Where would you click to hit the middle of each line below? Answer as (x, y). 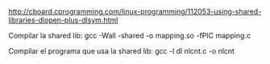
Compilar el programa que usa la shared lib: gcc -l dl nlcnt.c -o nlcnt (122, 51)
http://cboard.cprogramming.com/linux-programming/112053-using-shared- (135, 12)
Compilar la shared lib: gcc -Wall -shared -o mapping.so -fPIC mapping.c (130, 36)
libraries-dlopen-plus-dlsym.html (63, 20)
